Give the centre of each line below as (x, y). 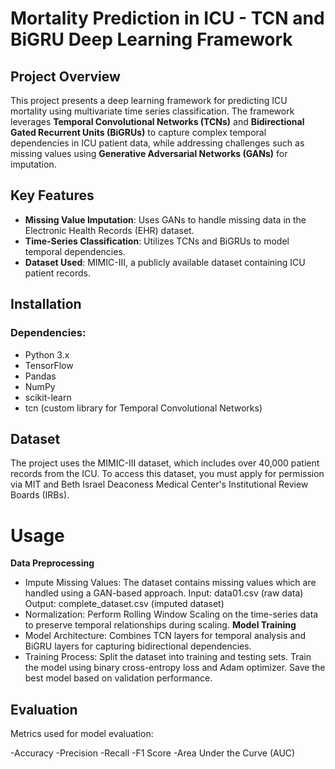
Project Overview (65, 76)
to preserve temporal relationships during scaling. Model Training (160, 625)
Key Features (52, 195)
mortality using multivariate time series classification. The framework (152, 111)
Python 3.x (47, 354)
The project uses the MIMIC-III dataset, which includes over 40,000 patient (165, 463)
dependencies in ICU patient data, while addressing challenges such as (157, 143)
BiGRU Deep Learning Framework (151, 39)
